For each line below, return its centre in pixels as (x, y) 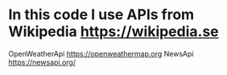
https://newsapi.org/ (42, 62)
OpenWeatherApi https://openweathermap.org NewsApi (101, 53)
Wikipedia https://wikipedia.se (113, 32)
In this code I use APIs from (101, 15)
